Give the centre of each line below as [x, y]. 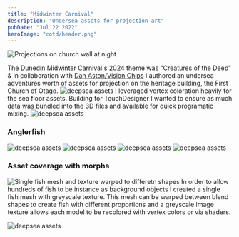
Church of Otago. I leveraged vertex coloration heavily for [119, 91]
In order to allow [205, 181]
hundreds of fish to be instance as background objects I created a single [114, 189]
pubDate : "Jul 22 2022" [43, 27]
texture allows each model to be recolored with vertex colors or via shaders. [119, 212]
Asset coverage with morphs [59, 166]
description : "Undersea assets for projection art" [86, 21]
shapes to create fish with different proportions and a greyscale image [111, 204]
